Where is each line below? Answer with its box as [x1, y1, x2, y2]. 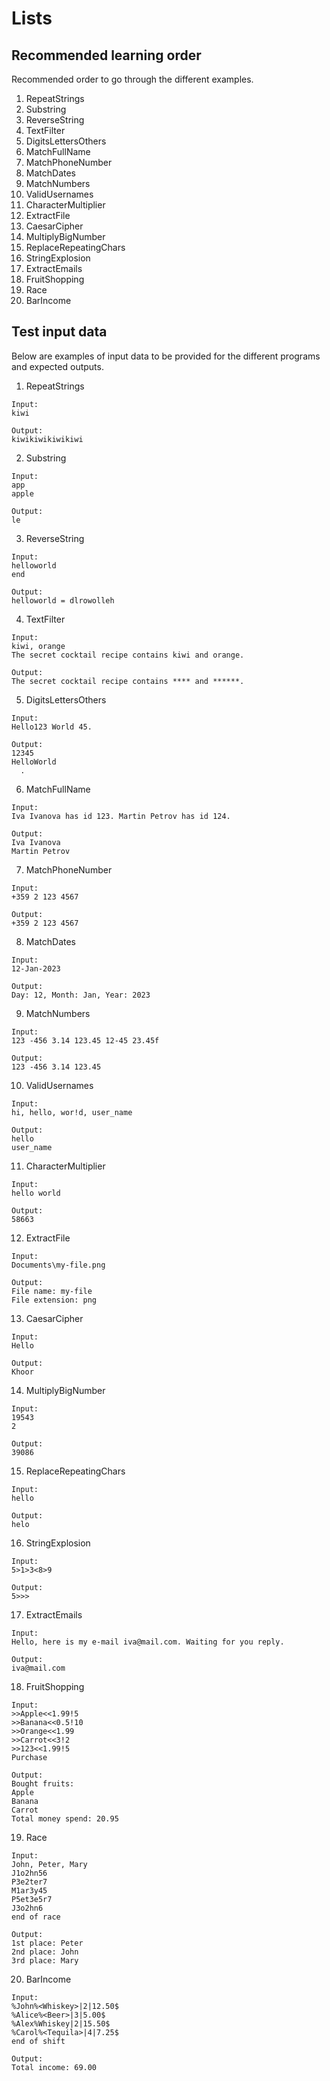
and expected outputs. [11, 360, 104, 372]
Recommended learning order [11, 47, 202, 64]
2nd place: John [11, 1947, 79, 1957]
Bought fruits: [11, 1778, 75, 1789]
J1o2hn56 [11, 1868, 48, 1878]
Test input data [11, 323, 108, 341]
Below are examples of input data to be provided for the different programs [11, 350, 321, 362]
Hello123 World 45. [11, 722, 93, 732]
